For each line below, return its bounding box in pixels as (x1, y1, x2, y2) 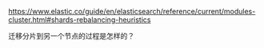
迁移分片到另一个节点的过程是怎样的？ (8, 31, 134, 40)
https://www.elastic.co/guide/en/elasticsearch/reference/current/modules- (8, 7, 256, 16)
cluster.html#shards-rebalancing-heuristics (8, 15, 151, 24)
